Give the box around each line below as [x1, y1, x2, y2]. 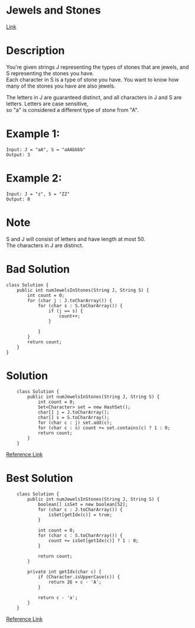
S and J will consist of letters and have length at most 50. [6, 235, 146, 243]
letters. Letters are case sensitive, [6, 100, 89, 107]
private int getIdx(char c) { [27, 569, 102, 575]
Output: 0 [6, 196, 31, 202]
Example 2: [6, 172, 62, 185]
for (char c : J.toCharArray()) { [37, 507, 123, 513]
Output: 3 [6, 152, 31, 157]
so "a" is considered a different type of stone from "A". [6, 106, 139, 113]
